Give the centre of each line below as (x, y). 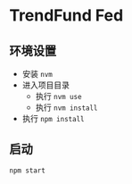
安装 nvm (37, 74)
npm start (28, 171)
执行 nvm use (58, 96)
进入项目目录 (45, 85)
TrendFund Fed (66, 16)
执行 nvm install (66, 107)
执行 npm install (53, 118)
